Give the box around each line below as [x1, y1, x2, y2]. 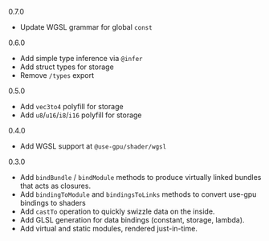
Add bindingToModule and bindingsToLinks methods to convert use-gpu [19, 190, 257, 199]
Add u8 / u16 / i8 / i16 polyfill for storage [19, 110, 142, 120]
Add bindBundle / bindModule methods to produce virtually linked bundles [19, 173, 262, 182]
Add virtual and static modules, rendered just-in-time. [19, 224, 198, 233]
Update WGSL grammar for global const [19, 22, 153, 31]
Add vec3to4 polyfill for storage [19, 102, 124, 111]
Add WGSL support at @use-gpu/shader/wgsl [19, 141, 167, 151]
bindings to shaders [19, 198, 86, 207]
